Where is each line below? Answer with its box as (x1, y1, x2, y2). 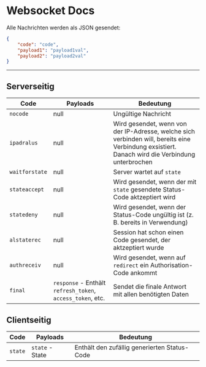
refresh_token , (53, 286, 96, 295)
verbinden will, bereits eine (113, 135, 191, 144)
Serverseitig (6, 81, 55, 92)
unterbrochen (113, 158, 153, 166)
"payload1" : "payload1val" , (17, 47, 89, 53)
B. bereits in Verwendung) (113, 218, 188, 227)
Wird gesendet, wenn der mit (113, 178, 197, 187)
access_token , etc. (53, 294, 105, 303)
